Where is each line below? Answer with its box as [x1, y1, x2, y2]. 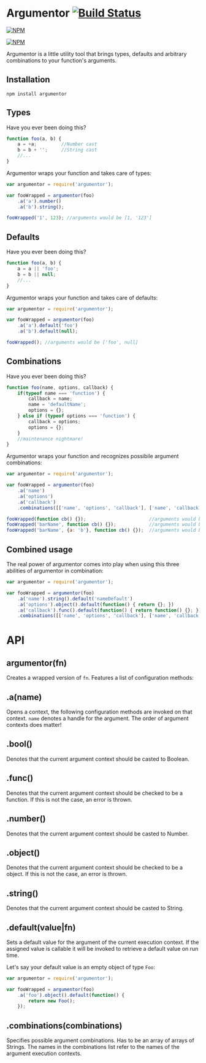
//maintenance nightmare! [17, 436, 84, 442]
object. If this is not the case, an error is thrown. [6, 870, 128, 878]
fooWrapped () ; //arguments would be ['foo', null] [6, 339, 139, 345]
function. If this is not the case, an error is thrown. [6, 796, 133, 803]
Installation [6, 74, 50, 85]
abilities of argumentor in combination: [6, 567, 104, 574]
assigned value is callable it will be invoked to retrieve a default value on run [6, 945, 199, 952]
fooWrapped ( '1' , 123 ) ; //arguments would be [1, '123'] [6, 215, 152, 221]
